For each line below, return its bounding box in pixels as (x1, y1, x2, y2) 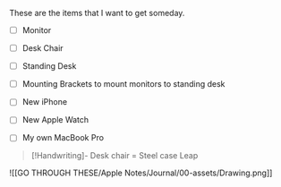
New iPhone (21, 97, 68, 107)
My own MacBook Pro (21, 132, 105, 143)
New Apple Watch (21, 115, 89, 125)
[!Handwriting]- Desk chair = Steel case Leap (30, 150, 199, 161)
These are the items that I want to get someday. (9, 8, 185, 18)
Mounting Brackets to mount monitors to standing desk (21, 79, 226, 89)
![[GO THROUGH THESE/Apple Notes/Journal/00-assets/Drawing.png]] (9, 167, 273, 178)
